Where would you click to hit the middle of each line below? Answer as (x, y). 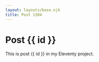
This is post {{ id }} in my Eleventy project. (50, 54)
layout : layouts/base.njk (33, 10)
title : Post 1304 (24, 15)
